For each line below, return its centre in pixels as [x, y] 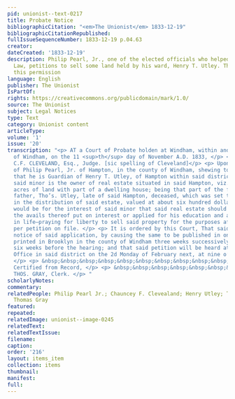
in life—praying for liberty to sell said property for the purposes [117, 222]
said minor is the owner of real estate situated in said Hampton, [114, 183]
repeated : [22, 313]
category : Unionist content [48, 124]
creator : [20, 46]
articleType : [26, 131]
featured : [22, 307]
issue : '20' [24, 144]
